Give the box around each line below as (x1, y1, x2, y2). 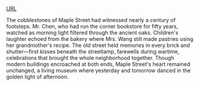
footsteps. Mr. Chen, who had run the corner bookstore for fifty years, (6, 23, 178, 30)
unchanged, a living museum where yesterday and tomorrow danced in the (6, 67, 191, 74)
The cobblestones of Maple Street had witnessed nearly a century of (6, 17, 176, 23)
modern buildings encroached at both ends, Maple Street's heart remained (6, 60, 190, 68)
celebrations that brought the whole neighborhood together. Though (6, 55, 174, 61)
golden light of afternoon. (6, 74, 69, 80)
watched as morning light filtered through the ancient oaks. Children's (6, 29, 179, 36)
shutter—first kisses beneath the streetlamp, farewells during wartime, (6, 48, 180, 55)
